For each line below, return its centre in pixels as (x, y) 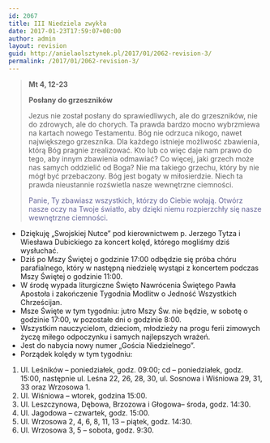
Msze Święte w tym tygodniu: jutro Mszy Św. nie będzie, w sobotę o (134, 311)
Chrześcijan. (41, 302)
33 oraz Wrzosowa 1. (55, 387)
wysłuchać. (39, 250)
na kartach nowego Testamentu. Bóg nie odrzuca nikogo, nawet (135, 133)
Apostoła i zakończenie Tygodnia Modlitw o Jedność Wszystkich (129, 294)
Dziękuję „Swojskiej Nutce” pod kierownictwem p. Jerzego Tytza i (130, 233)
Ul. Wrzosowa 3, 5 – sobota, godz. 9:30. (87, 430)
